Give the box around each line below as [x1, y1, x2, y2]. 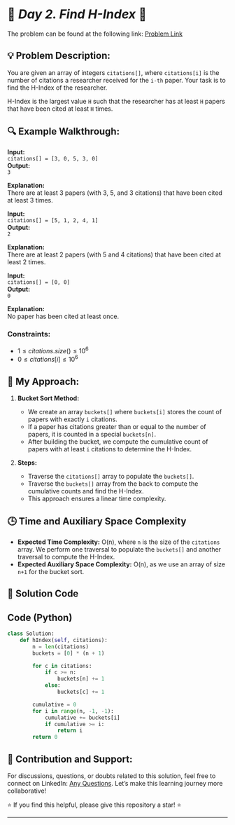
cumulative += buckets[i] [44, 714, 120, 721]
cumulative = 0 [32, 701, 77, 708]
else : [44, 682, 61, 689]
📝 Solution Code [7, 588, 79, 600]
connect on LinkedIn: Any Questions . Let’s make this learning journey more [7, 779, 223, 787]
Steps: [17, 458, 37, 467]
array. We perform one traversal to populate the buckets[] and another [17, 545, 222, 553]
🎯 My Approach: [7, 375, 80, 388]
